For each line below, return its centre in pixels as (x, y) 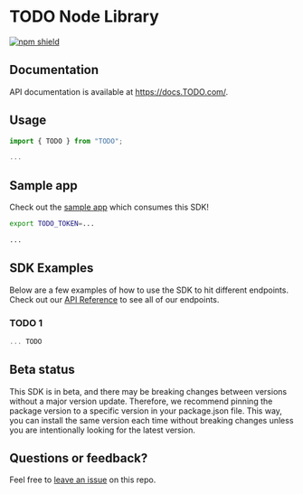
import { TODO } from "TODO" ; (66, 141)
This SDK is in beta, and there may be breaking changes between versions (148, 391)
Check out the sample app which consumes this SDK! (109, 207)
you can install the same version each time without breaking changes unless (151, 420)
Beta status (42, 370)
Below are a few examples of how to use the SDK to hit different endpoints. (149, 290)
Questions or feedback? (79, 458)
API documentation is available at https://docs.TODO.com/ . (119, 91)
